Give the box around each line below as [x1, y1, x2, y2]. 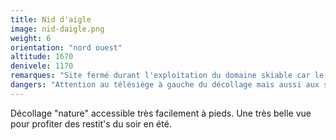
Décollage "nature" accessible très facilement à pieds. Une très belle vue [10, 107, 312, 119]
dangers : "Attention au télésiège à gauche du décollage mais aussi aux [10, 80, 320, 90]
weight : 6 [10, 33, 52, 43]
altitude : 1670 [10, 52, 74, 62]
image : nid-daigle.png [10, 24, 105, 34]
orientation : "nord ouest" [10, 42, 123, 53]
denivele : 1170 [10, 61, 74, 71]
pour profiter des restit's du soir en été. [10, 117, 172, 130]
